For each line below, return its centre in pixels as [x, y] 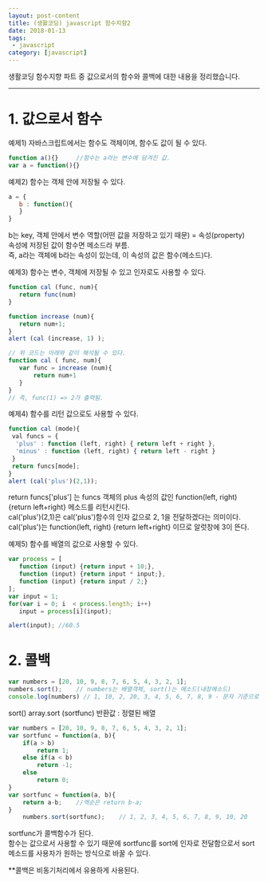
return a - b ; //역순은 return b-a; [83, 802]
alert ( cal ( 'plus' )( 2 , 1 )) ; [53, 481]
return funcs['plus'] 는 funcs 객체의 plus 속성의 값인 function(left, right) [123, 497]
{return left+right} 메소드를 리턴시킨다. [69, 507]
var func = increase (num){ [65, 368]
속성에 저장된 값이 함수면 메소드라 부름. [69, 245]
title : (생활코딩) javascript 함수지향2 [70, 23]
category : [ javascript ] [48, 53]
